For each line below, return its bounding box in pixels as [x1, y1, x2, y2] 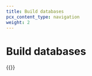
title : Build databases [6, 8, 64, 15]
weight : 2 [6, 19, 30, 25]
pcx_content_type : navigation [6, 14, 80, 20]
